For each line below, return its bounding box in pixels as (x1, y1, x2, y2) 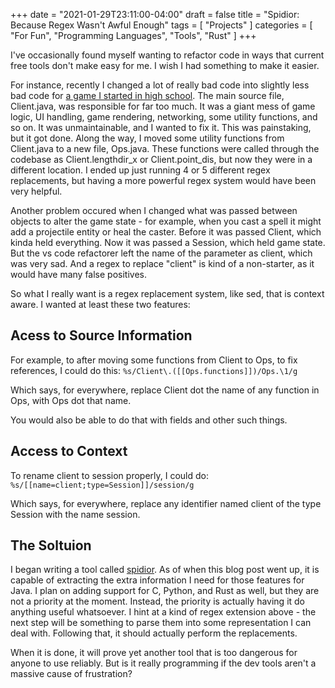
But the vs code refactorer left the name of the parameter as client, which (10, 247, 313, 259)
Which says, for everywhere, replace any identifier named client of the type (10, 497, 322, 509)
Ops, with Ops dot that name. (10, 394, 132, 406)
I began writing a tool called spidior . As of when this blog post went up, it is (10, 564, 320, 576)
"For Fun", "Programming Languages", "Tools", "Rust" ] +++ (10, 30, 257, 41)
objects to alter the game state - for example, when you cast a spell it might (10, 215, 322, 227)
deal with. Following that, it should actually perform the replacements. (10, 627, 298, 639)
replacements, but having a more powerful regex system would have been (10, 175, 317, 186)
